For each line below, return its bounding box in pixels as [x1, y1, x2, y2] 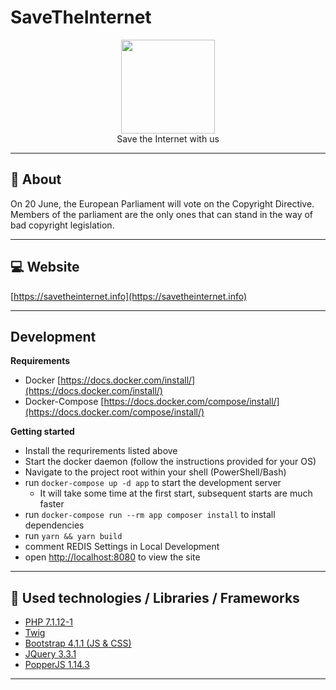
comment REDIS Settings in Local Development [24, 541, 220, 553]
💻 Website [10, 259, 80, 276]
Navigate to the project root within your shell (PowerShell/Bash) [24, 466, 287, 478]
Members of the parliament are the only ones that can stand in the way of [10, 208, 314, 220]
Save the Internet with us [116, 132, 220, 145]
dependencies [24, 519, 85, 531]
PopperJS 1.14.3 [24, 659, 90, 671]
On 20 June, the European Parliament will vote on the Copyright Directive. [10, 197, 315, 210]
